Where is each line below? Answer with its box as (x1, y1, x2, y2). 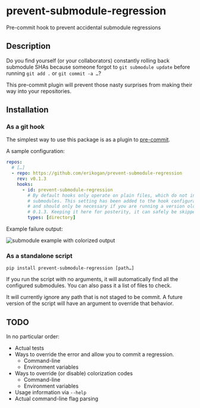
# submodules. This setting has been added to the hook (27, 198, 169, 204)
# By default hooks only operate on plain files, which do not (27, 192, 187, 198)
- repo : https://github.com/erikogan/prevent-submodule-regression (11, 170, 183, 176)
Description (6, 41, 51, 51)
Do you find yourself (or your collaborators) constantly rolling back (6, 57, 170, 64)
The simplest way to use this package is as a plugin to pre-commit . (6, 136, 171, 144)
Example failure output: (6, 225, 63, 233)
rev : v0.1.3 (17, 176, 46, 182)
